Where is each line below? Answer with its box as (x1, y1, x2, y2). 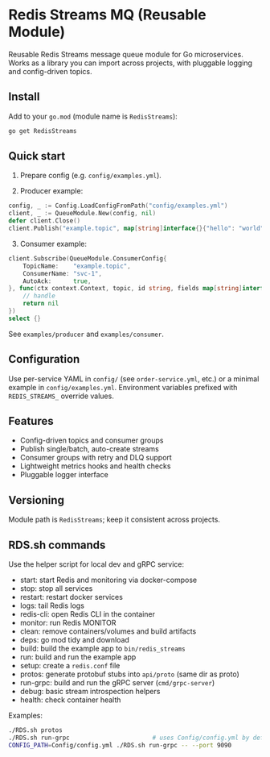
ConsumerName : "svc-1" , (22, 269, 103, 277)
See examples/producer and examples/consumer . (8, 329, 165, 339)
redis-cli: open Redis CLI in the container (19, 609, 155, 619)
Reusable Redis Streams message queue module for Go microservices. (8, 49, 243, 59)
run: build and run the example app (19, 652, 137, 662)
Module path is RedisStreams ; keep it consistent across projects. (8, 514, 221, 525)
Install (8, 90, 40, 104)
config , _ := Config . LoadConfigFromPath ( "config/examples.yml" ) (8, 202, 228, 210)
